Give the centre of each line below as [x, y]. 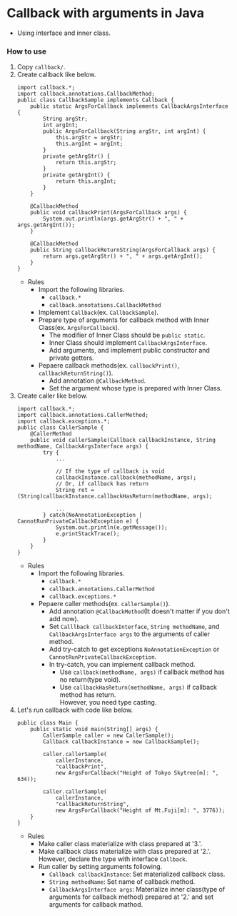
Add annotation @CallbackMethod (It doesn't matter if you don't [139, 611]
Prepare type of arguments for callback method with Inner [124, 320]
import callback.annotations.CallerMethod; [83, 416]
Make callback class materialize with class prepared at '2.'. [125, 852]
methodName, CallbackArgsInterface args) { [83, 447]
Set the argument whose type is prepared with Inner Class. [136, 388]
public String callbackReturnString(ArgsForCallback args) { [123, 250]
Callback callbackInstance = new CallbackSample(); [121, 742]
